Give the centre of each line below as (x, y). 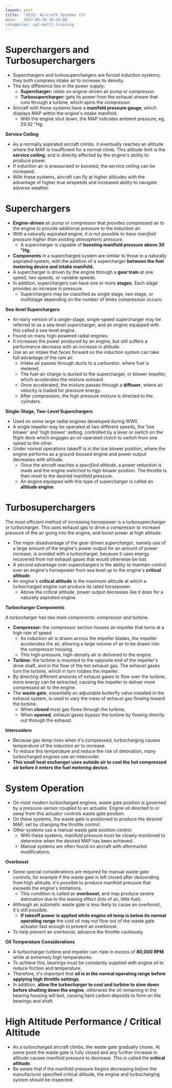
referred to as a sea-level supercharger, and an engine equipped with (86, 325)
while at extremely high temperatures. (53, 957)
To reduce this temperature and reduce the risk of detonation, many (84, 751)
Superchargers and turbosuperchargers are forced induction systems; (87, 75)
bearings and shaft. (33, 1001)
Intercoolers (19, 730)
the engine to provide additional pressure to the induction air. (77, 228)
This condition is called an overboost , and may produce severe (87, 894)
